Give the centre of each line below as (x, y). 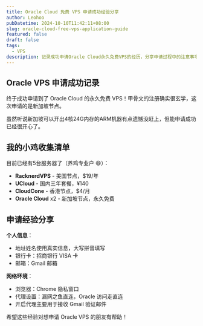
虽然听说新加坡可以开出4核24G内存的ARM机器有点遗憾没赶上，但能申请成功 (101, 119)
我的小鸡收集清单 (38, 147)
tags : (13, 46)
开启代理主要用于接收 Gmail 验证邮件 (61, 304)
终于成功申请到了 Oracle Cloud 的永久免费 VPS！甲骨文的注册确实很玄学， (99, 99)
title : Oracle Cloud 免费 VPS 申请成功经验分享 (63, 12)
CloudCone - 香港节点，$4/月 (53, 191)
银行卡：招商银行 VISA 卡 (47, 256)
